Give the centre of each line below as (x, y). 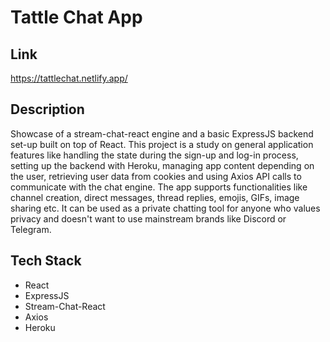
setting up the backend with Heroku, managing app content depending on (162, 165)
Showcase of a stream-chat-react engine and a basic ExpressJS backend (162, 133)
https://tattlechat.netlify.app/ (69, 78)
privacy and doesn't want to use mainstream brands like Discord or (148, 218)
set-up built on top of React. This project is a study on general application (162, 144)
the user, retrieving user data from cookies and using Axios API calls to (156, 176)
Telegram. (31, 229)
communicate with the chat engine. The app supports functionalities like (159, 187)
